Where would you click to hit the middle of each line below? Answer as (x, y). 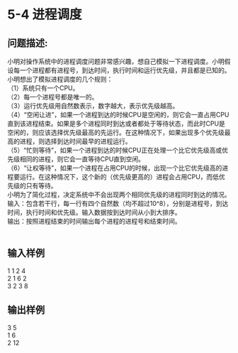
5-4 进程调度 (45, 15)
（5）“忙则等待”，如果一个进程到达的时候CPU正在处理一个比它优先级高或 (115, 150)
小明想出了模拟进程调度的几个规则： (60, 79)
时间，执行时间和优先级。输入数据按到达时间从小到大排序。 (94, 212)
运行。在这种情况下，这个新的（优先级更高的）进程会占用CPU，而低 (119, 177)
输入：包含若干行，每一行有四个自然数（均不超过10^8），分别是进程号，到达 (118, 203)
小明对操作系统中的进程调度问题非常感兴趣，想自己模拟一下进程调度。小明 (116, 61)
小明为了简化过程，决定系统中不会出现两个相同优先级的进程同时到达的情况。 (119, 195)
